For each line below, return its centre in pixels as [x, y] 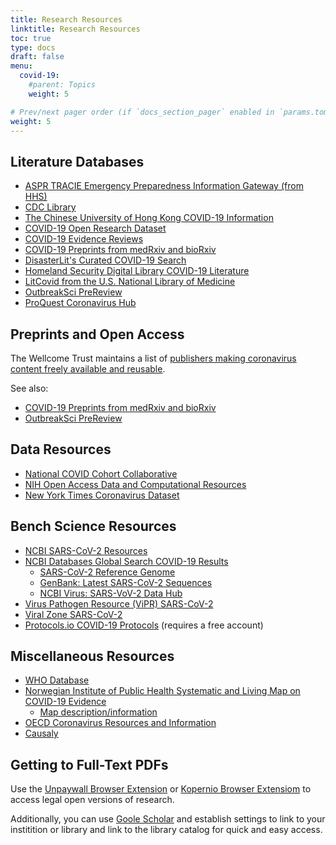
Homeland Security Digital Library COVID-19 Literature [137, 271]
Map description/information [98, 712]
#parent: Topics [62, 85]
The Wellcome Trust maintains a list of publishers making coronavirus [153, 358]
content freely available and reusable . [88, 369]
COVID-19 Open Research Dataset [95, 228]
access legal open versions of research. [92, 800]
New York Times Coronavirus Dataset [102, 495]
